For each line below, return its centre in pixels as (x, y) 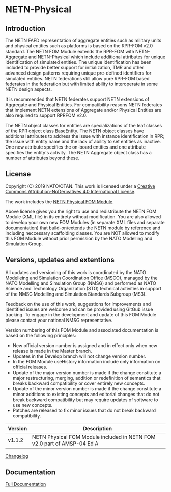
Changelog (17, 456)
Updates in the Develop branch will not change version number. (79, 356)
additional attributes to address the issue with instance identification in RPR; (85, 136)
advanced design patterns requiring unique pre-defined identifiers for (78, 73)
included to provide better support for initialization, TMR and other (75, 68)
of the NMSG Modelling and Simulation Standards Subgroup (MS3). (76, 294)
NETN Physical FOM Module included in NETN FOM (94, 437)
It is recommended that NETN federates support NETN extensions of (77, 99)
